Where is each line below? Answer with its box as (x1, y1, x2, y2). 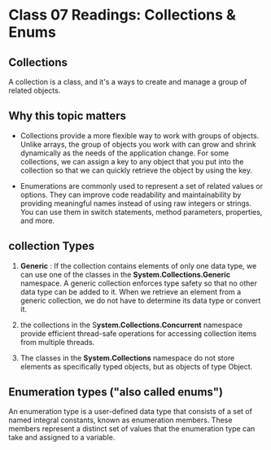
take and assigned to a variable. (8, 433, 116, 443)
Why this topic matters (8, 109, 127, 123)
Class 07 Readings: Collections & (8, 6, 236, 24)
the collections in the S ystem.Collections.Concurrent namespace (20, 320, 243, 330)
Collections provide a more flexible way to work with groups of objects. (20, 130, 260, 140)
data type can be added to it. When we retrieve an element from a (20, 286, 242, 296)
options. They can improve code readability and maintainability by (20, 190, 242, 199)
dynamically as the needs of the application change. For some (20, 148, 229, 158)
